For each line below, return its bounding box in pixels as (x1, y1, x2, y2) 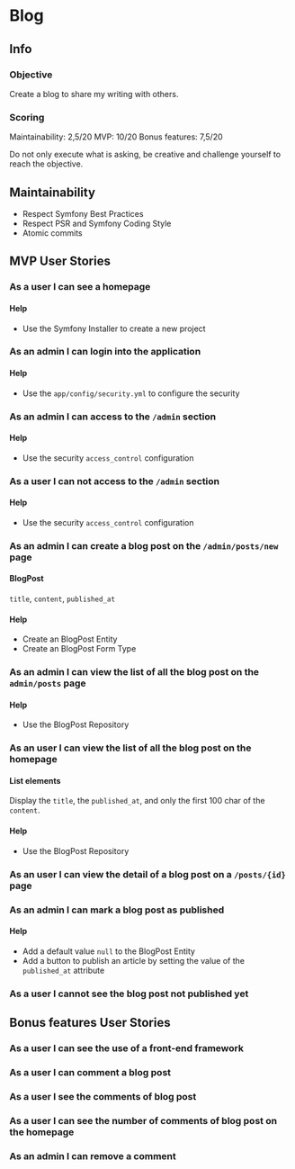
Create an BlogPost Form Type (22, 643, 137, 654)
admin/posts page (9, 677, 87, 689)
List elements (9, 775, 61, 786)
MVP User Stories (9, 254, 111, 269)
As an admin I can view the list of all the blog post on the (9, 666, 259, 679)
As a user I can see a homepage (9, 281, 151, 293)
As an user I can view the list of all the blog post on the (9, 742, 252, 754)
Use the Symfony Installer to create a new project (22, 323, 206, 334)
